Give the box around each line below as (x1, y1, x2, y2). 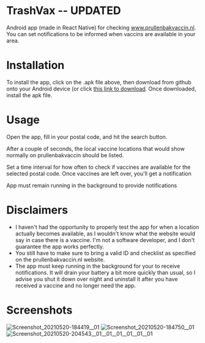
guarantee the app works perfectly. (15, 243, 105, 250)
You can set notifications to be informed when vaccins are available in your (6, 30, 196, 37)
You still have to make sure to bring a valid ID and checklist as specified (15, 249, 196, 257)
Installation (6, 59, 65, 72)
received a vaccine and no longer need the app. (15, 282, 136, 289)
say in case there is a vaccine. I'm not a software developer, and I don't (15, 236, 195, 243)
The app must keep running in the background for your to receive (15, 262, 181, 270)
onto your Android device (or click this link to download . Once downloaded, (6, 85, 196, 92)
